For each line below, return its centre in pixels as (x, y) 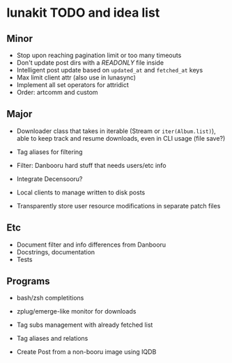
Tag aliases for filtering (49, 152)
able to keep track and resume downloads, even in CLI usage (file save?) (121, 138)
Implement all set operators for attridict (73, 85)
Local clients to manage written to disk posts (81, 192)
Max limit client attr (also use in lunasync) (76, 77)
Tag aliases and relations (52, 339)
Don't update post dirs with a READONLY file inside (90, 63)
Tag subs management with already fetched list (85, 325)
